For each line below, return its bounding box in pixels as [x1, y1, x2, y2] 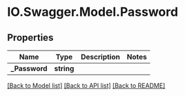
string [54, 64, 75, 73]
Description [80, 52, 121, 61]
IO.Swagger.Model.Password [7, 4, 178, 20]
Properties [7, 32, 54, 44]
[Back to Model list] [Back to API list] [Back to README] [7, 81, 166, 90]
